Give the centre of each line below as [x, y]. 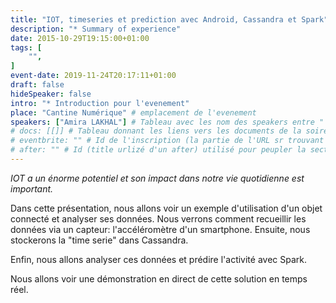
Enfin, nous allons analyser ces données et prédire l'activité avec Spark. [159, 259]
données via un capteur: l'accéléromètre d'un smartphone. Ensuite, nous [160, 229]
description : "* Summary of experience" [96, 29]
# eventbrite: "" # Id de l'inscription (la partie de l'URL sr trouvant [167, 141]
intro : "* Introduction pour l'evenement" [100, 103]
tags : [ [26, 47]
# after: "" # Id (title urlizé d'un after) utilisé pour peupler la [158, 150]
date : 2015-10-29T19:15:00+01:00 [80, 38]
